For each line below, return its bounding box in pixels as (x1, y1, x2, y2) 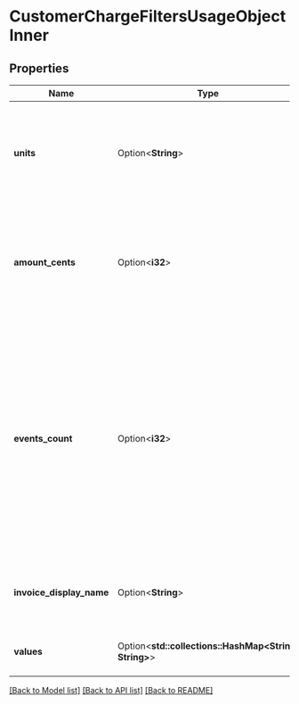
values (13, 645, 43, 658)
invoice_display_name (13, 586, 109, 599)
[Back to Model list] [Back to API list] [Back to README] (9, 685, 214, 695)
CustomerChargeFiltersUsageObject (9, 6, 287, 27)
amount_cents (13, 256, 76, 269)
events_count (13, 433, 73, 444)
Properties (9, 61, 69, 76)
